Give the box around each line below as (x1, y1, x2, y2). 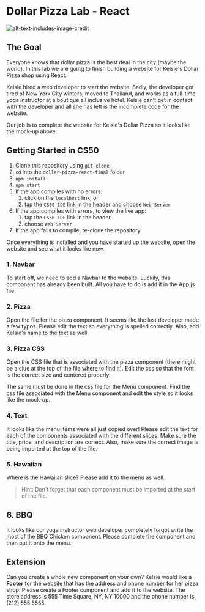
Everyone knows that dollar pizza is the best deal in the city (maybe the (6, 58, 187, 65)
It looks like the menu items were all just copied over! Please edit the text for (6, 425, 198, 432)
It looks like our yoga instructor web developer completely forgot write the (6, 526, 193, 533)
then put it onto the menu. (6, 539, 72, 547)
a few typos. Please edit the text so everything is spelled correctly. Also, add (6, 323, 199, 330)
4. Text (6, 411, 28, 420)
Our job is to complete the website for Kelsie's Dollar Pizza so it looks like (6, 121, 191, 128)
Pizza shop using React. (6, 72, 67, 79)
